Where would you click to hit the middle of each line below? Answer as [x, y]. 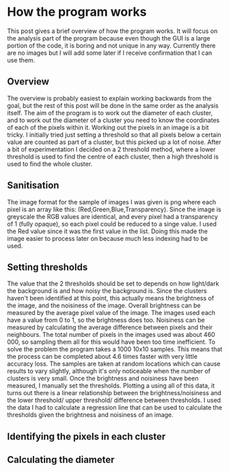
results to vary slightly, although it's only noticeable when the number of [109, 371]
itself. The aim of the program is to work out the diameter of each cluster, [110, 113]
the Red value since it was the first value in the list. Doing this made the [108, 231]
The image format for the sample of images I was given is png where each [112, 202]
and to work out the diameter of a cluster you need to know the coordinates [113, 120]
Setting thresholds [48, 267]
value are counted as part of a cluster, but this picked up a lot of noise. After [114, 142]
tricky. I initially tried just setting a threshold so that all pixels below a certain [114, 134]
